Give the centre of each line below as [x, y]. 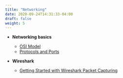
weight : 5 [15, 23]
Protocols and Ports [39, 52]
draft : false [18, 19]
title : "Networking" [26, 10]
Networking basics [32, 37]
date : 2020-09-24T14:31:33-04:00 [39, 14]
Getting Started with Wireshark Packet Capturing [69, 71]
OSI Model [30, 46]
